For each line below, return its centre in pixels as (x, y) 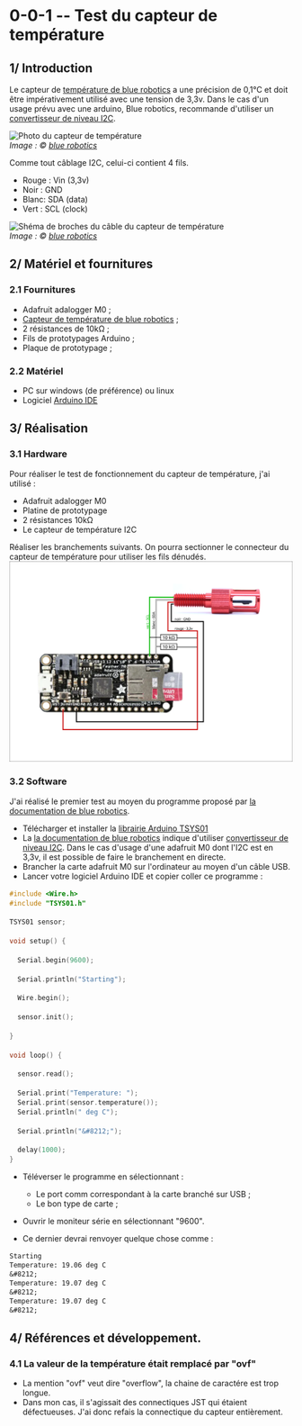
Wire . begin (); (44, 998)
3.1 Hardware (38, 454)
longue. (36, 1393)
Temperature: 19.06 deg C (58, 1266)
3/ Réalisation (49, 429)
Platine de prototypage (65, 510)
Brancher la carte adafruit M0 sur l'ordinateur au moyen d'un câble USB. (156, 866)
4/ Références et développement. (106, 1338)
